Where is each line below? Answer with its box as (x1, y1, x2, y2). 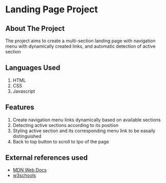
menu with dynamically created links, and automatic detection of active (5, 43, 156, 49)
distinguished (12, 133, 42, 139)
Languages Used (5, 63, 60, 72)
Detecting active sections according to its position (12, 122, 119, 128)
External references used (5, 153, 88, 162)
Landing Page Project (5, 4, 98, 15)
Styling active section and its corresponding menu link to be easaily (12, 127, 156, 134)
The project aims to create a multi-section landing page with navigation (5, 38, 156, 44)
